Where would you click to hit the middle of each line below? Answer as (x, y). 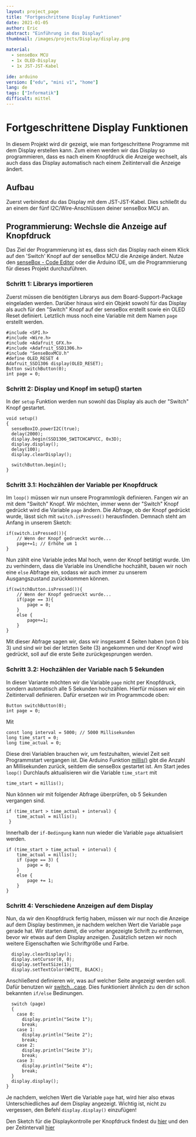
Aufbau (20, 188)
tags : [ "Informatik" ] (33, 93)
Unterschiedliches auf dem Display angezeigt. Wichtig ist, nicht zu (86, 1103)
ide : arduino (22, 77)
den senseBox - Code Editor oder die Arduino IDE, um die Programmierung (97, 262)
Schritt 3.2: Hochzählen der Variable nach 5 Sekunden (85, 669)
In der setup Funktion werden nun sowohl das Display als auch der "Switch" (97, 402)
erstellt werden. (25, 322)
